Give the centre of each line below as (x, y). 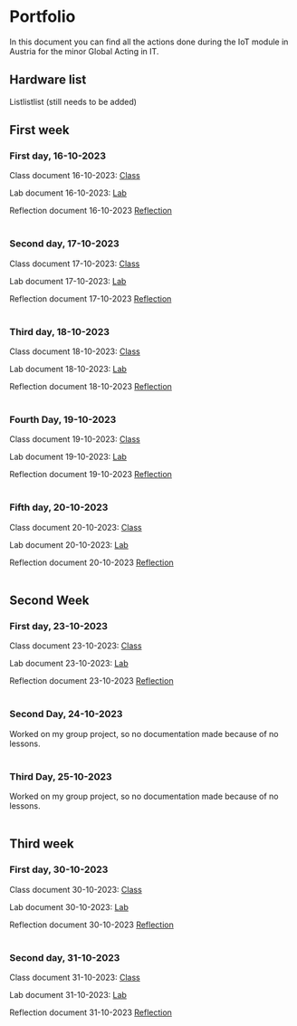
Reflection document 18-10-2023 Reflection (91, 387)
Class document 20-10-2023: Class (76, 527)
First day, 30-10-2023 (59, 869)
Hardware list (48, 80)
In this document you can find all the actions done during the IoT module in (149, 42)
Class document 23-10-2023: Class (76, 646)
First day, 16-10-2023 (58, 156)
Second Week (49, 601)
